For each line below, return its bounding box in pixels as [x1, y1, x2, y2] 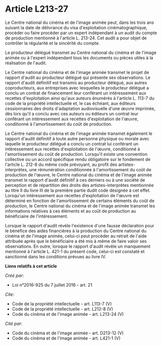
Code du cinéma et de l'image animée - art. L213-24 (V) [12, 311, 124, 317]
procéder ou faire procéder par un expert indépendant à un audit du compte [5, 30, 157, 36]
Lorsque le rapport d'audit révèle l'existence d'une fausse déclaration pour [5, 222, 154, 228]
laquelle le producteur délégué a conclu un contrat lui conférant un [5, 141, 139, 146]
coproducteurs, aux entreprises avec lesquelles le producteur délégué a [5, 85, 149, 91]
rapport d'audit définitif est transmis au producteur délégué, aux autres [5, 79, 147, 86]
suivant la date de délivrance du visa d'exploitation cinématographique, [5, 24, 148, 30]
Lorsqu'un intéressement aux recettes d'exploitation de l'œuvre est [5, 192, 140, 198]
